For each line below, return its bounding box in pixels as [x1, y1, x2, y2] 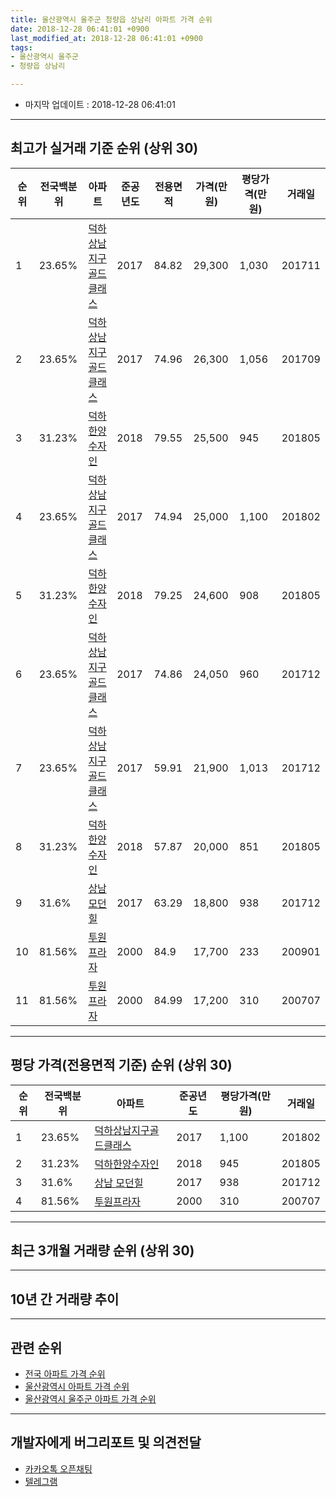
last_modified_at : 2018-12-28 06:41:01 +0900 [10, 33, 203, 43]
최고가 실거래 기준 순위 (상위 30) [10, 140, 199, 157]
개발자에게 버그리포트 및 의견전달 [10, 1434, 202, 1451]
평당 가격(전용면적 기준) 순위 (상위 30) [10, 1057, 233, 1074]
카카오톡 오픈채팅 [24, 1462, 93, 1475]
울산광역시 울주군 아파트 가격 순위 [24, 1393, 157, 1405]
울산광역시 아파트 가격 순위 [24, 1381, 130, 1393]
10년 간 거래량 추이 [10, 1291, 120, 1308]
